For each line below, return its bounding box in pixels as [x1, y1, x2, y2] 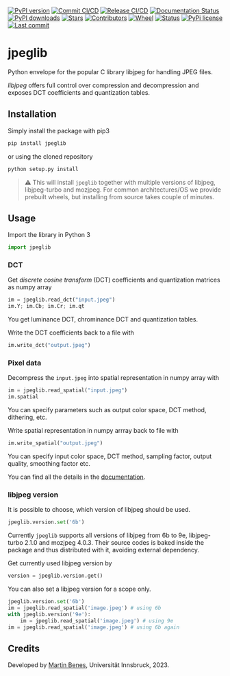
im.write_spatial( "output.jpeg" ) [8, 440, 103, 447]
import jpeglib [8, 244, 51, 251]
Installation [8, 109, 57, 120]
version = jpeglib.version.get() [8, 572, 103, 580]
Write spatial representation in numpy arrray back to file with [8, 427, 179, 435]
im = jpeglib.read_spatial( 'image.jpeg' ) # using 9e [20, 617, 174, 624]
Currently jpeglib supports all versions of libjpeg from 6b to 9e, [8, 531, 188, 539]
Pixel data [8, 358, 42, 368]
